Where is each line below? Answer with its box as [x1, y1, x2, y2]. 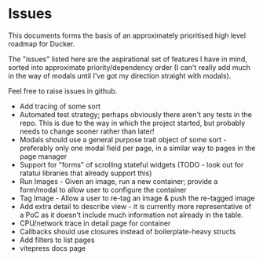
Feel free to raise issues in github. [8, 86, 118, 95]
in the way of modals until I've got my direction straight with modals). [8, 71, 232, 80]
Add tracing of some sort [19, 101, 100, 111]
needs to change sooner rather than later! [19, 127, 155, 136]
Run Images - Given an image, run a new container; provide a [19, 176, 218, 186]
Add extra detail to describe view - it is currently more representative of [19, 201, 252, 211]
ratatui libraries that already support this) [19, 168, 152, 178]
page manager [19, 151, 68, 161]
